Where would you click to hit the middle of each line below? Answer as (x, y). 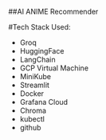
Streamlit (35, 85)
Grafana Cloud (44, 102)
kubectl (32, 119)
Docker (32, 94)
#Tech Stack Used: (39, 27)
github (30, 128)
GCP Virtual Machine (54, 68)
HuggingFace (42, 51)
